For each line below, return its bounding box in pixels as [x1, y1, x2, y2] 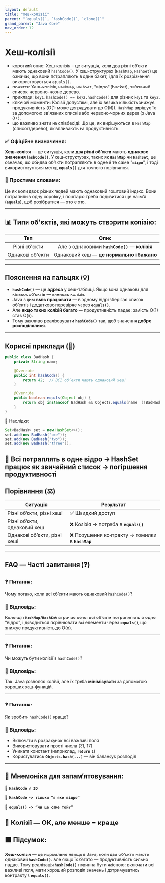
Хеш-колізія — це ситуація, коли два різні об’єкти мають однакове [5, 149, 149, 155]
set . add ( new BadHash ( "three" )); [5, 441, 71, 446]
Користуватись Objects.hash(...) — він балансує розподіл [12, 753, 137, 759]
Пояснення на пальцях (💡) [5, 273, 90, 282]
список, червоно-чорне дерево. [12, 89, 80, 95]
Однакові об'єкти [7, 251, 49, 258]
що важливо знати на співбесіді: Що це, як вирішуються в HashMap [12, 120, 151, 126]
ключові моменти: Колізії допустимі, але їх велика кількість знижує [12, 99, 155, 106]
